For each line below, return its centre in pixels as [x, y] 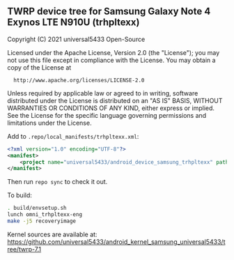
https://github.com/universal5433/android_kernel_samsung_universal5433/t [116, 242]
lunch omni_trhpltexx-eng [45, 215]
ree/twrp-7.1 [24, 249]
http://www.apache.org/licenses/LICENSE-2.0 [79, 80]
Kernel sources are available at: [52, 234]
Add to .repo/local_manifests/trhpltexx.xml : [73, 136]
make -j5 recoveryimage [42, 221]
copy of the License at [39, 67]
